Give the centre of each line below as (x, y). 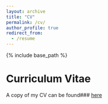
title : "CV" (20, 17)
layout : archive (26, 11)
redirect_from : (25, 33)
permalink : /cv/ (26, 22)
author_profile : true (32, 28)
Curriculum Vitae (48, 79)
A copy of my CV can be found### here (54, 95)
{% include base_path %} (37, 55)
